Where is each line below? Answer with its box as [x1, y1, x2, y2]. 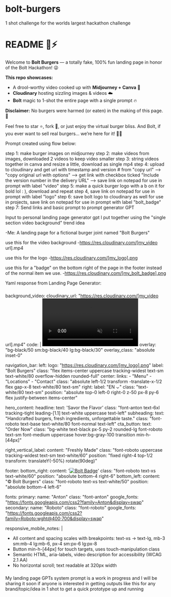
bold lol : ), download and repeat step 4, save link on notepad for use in [5, 188, 155, 194]
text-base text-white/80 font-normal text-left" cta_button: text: [20, 421, 152, 427]
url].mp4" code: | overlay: [5, 341, 157, 347]
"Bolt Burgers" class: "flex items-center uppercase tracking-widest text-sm [5, 368, 164, 374]
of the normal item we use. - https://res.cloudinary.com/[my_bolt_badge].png [5, 270, 166, 276]
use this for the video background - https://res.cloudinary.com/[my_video [5, 239, 158, 245]
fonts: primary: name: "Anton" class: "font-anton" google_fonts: [5, 494, 139, 500]
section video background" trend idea [5, 220, 85, 226]
